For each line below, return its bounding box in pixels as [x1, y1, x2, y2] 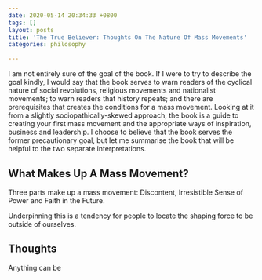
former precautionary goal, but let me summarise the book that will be [8, 136, 235, 145]
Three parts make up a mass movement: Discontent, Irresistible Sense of [8, 187, 243, 197]
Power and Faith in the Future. [8, 195, 105, 205]
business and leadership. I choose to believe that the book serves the [8, 127, 233, 137]
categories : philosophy [8, 41, 86, 49]
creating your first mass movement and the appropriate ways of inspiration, [8, 119, 252, 129]
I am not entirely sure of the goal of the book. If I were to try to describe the [8, 69, 253, 78]
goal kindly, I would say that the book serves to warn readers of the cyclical [8, 78, 253, 87]
